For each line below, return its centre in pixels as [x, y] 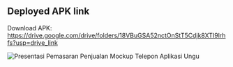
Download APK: [30, 28]
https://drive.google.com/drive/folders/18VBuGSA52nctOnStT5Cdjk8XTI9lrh [116, 35]
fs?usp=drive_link [32, 42]
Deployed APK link [48, 11]
